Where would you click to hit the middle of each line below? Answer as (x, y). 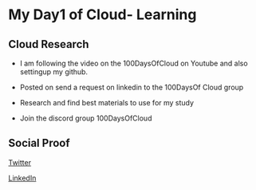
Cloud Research (49, 44)
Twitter (20, 162)
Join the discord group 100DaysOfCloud (86, 118)
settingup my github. (54, 72)
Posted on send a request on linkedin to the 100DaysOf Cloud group (132, 87)
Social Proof (39, 143)
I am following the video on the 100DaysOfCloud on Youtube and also (134, 63)
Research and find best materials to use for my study (106, 103)
